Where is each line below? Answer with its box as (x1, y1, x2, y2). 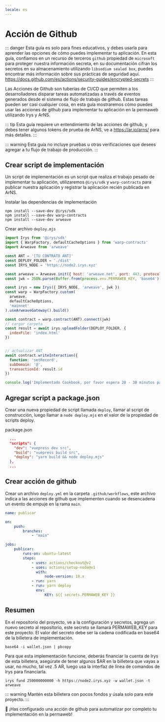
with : (36, 569, 48, 574)
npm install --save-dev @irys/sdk (5, 209, 76, 214)
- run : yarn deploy (31, 583, 71, 589)
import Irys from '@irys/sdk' (5, 235, 67, 240)
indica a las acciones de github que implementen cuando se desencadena (5, 495, 156, 501)
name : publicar (5, 510, 36, 515)
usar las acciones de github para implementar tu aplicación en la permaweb (5, 106, 159, 112)
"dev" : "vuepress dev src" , (14, 445, 71, 451)
